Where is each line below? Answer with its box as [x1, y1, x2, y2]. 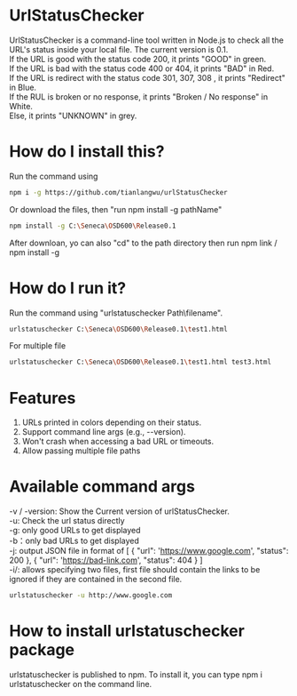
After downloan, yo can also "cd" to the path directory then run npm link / [9, 237, 277, 248]
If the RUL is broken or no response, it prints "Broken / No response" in [9, 91, 269, 102]
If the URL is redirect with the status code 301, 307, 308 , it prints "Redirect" [9, 72, 286, 83]
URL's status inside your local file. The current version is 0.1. [9, 44, 229, 54]
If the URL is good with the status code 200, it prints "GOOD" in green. [9, 53, 267, 64]
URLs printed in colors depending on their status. [21, 417, 202, 428]
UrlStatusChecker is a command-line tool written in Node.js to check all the [9, 35, 284, 45]
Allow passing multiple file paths [21, 445, 141, 456]
